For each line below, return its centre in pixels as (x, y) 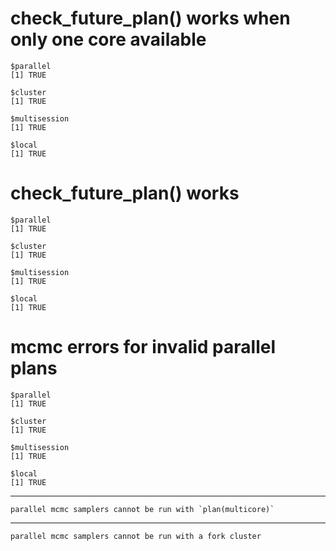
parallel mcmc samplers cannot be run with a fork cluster (136, 536)
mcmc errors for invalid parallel (143, 347)
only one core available (108, 39)
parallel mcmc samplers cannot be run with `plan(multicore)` (142, 509)
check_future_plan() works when (150, 18)
